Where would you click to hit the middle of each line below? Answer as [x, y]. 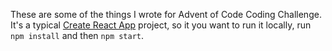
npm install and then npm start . [77, 35]
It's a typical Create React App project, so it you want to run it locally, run [161, 25]
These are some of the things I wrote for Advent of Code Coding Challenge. [166, 14]
